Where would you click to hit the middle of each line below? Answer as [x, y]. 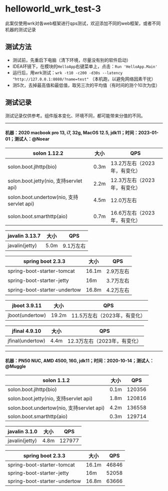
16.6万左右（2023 [133, 213]
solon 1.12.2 [48, 153]
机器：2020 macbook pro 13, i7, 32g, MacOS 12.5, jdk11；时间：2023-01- [82, 133]
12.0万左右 [124, 200]
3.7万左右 [118, 280]
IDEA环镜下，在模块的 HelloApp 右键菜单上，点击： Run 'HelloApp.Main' [85, 66]
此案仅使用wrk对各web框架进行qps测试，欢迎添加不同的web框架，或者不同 [83, 23]
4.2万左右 [118, 290]
